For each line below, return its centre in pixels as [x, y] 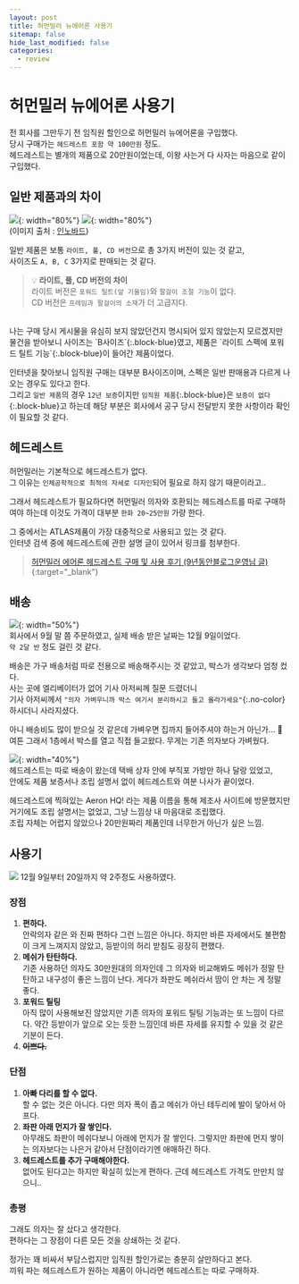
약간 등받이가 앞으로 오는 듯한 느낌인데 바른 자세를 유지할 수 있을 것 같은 [159, 1024]
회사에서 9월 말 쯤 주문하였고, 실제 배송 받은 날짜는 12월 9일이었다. [125, 636]
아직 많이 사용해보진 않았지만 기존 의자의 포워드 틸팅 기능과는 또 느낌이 [145, 1013]
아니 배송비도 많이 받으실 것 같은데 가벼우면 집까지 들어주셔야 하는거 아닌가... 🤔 [146, 730]
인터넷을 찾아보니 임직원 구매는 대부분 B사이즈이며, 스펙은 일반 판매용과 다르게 [145, 372]
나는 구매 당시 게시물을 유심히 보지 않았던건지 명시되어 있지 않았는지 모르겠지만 [146, 331]
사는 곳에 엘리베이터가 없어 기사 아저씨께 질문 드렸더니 [104, 688]
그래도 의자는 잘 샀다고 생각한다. [66, 1229]
